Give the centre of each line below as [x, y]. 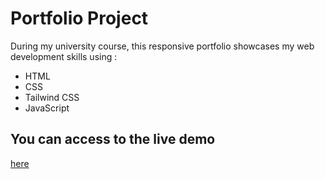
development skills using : [64, 56]
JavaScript [47, 108]
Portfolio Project [79, 18]
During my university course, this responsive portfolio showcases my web [162, 46]
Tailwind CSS [52, 97]
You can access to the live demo [113, 139]
